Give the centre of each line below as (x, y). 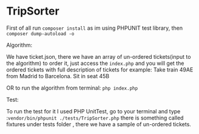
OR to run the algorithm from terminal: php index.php (72, 88)
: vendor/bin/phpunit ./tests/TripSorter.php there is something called (95, 118)
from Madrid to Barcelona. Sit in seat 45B (58, 76)
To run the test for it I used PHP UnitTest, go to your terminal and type (93, 111)
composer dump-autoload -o (40, 34)
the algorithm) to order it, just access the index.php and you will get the (95, 63)
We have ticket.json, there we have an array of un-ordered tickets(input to (99, 56)
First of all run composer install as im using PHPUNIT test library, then (95, 28)
